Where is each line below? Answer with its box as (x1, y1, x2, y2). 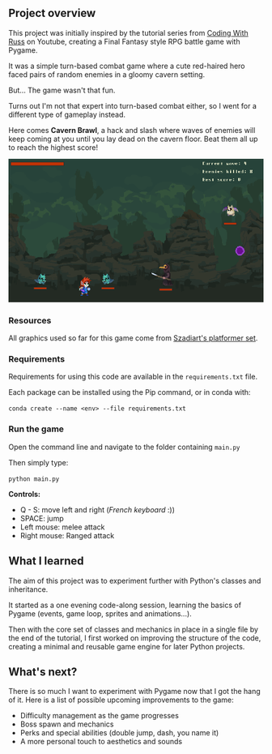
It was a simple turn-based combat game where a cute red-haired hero (8, 61, 245, 71)
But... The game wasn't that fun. (8, 85, 116, 95)
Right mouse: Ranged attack (19, 530, 115, 540)
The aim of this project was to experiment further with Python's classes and (8, 576, 261, 585)
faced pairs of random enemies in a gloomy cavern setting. (8, 69, 206, 79)
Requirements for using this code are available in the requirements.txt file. (8, 372, 257, 382)
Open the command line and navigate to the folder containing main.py (8, 442, 240, 452)
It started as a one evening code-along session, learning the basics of (8, 600, 241, 610)
